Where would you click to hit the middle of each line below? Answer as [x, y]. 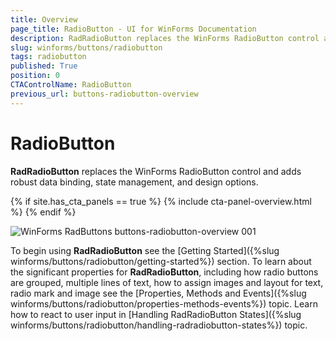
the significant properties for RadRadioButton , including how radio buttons [164, 272]
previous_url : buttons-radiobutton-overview [104, 94]
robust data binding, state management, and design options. [134, 182]
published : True [44, 66]
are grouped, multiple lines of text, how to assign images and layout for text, [167, 282]
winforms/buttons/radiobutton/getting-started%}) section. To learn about [161, 261]
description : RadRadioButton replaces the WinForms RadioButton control [165, 38]
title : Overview [44, 19]
